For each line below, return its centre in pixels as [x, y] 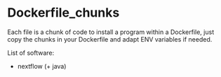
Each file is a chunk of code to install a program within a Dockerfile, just [111, 32]
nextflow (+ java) [42, 66]
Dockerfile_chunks [63, 13]
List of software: [31, 53]
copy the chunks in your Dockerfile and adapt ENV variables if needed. [110, 39]
